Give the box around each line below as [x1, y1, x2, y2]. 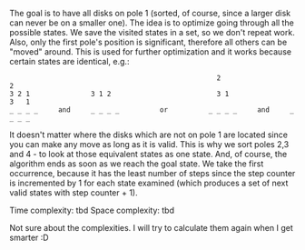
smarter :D [9, 232, 49, 243]
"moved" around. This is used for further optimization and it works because [9, 46, 292, 57]
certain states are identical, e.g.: [9, 56, 130, 66]
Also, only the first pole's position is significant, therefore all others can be [9, 36, 288, 47]
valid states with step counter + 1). [9, 187, 138, 198]
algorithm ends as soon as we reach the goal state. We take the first [9, 158, 264, 169]
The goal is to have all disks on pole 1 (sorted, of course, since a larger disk [9, 8, 291, 18]
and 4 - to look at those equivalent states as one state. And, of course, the [9, 149, 288, 159]
